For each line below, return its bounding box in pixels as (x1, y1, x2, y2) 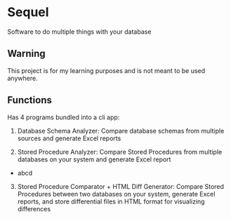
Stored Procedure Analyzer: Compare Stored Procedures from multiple (17, 147, 223, 156)
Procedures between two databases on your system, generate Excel (17, 190, 216, 198)
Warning (7, 48, 46, 60)
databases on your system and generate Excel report (17, 155, 171, 164)
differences (17, 204, 51, 213)
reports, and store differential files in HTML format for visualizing (17, 197, 205, 206)
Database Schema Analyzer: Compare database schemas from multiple (17, 126, 225, 135)
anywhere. (7, 74, 38, 82)
